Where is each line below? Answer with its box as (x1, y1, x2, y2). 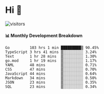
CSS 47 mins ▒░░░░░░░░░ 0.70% (5, 67, 97, 72)
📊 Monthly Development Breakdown (5, 32, 83, 39)
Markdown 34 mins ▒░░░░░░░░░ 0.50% (5, 76, 97, 81)
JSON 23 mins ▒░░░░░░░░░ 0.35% (5, 80, 97, 85)
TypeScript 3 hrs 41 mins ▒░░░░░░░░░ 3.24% (5, 49, 97, 55)
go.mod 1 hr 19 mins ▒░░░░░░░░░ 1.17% (5, 58, 97, 63)
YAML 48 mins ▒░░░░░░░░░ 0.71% (5, 63, 97, 68)
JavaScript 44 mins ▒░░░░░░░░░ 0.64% (5, 71, 97, 76)
